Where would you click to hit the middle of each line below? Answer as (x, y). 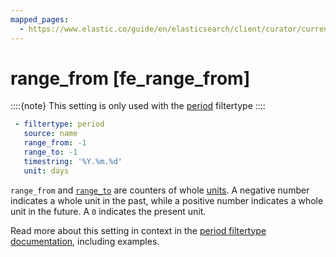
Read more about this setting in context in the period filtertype (138, 230)
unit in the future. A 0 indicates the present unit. (108, 211)
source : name (50, 134)
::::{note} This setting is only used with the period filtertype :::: (138, 106)
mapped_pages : (40, 19)
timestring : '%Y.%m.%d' (73, 161)
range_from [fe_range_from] (130, 78)
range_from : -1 (55, 143)
